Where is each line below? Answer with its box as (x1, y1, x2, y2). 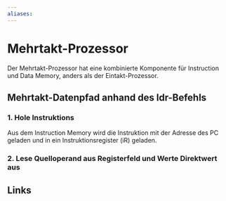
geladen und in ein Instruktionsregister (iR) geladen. (7, 136, 157, 145)
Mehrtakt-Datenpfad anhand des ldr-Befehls (7, 91, 207, 103)
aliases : (7, 10, 33, 18)
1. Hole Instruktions (7, 112, 75, 122)
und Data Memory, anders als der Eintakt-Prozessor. (7, 71, 159, 79)
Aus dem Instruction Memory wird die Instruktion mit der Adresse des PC (7, 129, 219, 137)
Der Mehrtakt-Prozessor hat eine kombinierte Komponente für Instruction (7, 64, 220, 72)
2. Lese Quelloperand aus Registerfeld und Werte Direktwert (7, 154, 218, 164)
